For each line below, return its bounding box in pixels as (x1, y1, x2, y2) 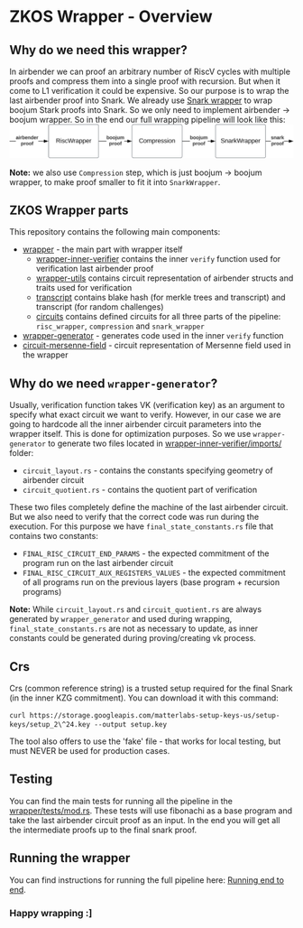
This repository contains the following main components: (9, 227, 221, 237)
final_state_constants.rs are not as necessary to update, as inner (9, 623, 259, 634)
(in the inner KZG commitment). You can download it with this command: (9, 692, 280, 703)
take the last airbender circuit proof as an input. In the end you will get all (9, 814, 280, 825)
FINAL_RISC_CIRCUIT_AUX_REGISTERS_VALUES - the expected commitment (22, 567, 286, 579)
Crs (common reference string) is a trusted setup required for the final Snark (9, 682, 293, 693)
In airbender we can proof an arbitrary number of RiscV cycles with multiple (9, 66, 291, 77)
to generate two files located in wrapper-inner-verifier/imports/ (48, 438, 282, 449)
